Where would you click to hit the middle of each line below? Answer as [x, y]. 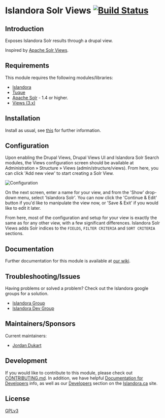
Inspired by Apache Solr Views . [37, 50]
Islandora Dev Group [33, 308]
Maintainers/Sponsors [40, 324]
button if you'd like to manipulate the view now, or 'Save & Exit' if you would [82, 203]
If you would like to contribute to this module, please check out [69, 373]
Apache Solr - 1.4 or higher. [40, 97]
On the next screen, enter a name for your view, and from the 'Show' [75, 192]
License [17, 399]
